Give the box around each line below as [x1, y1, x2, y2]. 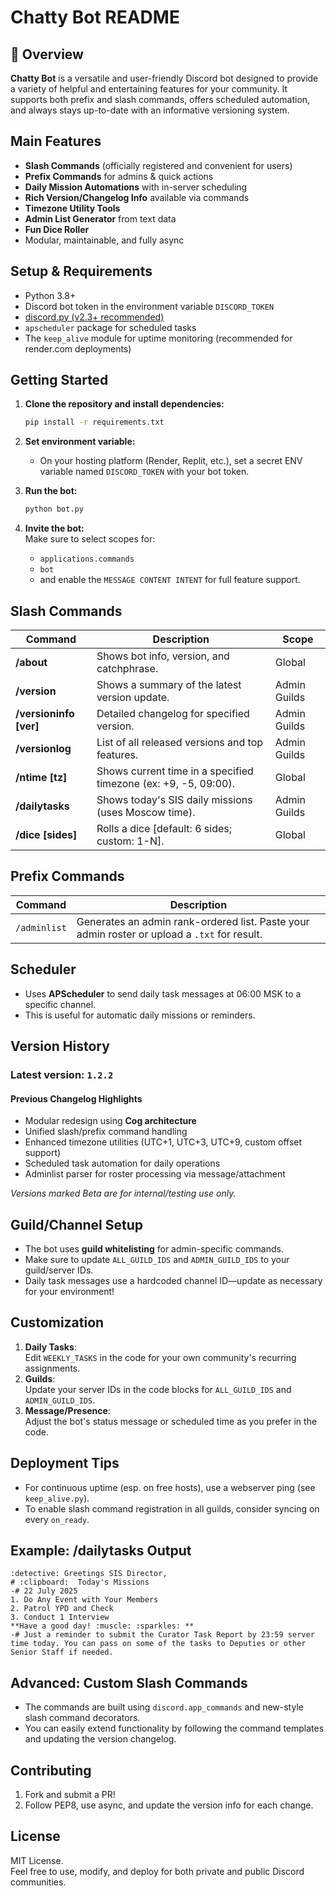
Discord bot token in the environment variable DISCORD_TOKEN [24, 300, 275, 312]
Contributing [10, 1762, 92, 1779]
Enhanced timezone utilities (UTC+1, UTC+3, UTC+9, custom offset [24, 1136, 303, 1148]
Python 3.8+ [24, 289, 77, 301]
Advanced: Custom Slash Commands [10, 1674, 248, 1691]
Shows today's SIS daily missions [96, 793, 253, 806]
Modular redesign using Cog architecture [24, 1115, 197, 1127]
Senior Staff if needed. [10, 1647, 114, 1658]
